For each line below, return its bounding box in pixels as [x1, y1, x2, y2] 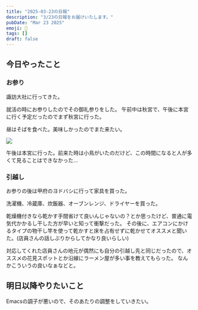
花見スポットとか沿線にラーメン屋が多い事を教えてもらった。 [26, 254, 177, 262]
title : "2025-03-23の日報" [6, 8, 70, 15]
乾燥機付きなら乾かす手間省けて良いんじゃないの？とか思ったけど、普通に [6, 212, 187, 219]
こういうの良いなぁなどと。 [11, 262, 79, 269]
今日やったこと [6, 60, 61, 70]
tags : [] [6, 31, 28, 37]
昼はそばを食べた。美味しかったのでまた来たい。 [6, 125, 125, 133]
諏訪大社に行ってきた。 [6, 93, 63, 100]
